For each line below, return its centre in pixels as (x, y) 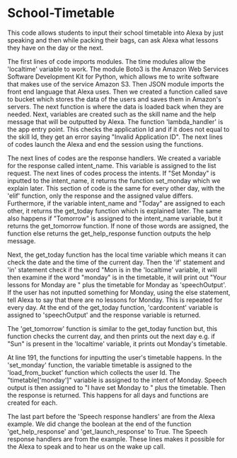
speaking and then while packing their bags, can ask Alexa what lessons (113, 40)
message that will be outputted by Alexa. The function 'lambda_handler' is (115, 121)
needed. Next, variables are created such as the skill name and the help (112, 114)
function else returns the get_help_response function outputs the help (109, 233)
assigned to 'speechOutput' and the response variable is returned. (104, 315)
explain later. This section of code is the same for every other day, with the (116, 188)
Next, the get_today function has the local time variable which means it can (117, 255)
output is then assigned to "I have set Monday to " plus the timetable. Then (116, 387)
